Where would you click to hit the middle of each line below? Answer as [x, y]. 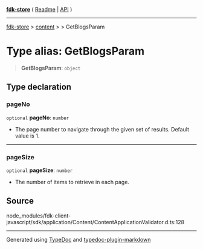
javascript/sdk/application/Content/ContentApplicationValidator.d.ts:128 [95, 222]
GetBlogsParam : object [51, 68]
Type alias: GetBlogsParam [76, 51]
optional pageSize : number [40, 170]
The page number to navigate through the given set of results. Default [102, 129]
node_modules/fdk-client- [39, 216]
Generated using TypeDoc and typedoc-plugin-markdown [79, 239]
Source [20, 201]
